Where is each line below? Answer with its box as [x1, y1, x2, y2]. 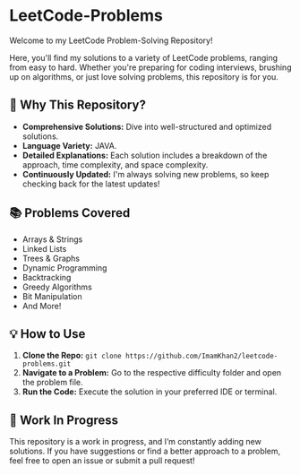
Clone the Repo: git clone [21, 350, 123, 361]
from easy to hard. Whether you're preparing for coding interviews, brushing [9, 62, 292, 73]
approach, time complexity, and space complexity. [21, 159, 209, 170]
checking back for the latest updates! [21, 178, 160, 189]
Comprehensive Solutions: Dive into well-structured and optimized [21, 121, 271, 132]
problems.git [21, 359, 72, 368]
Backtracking [21, 272, 72, 282]
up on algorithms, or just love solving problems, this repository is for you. [9, 71, 279, 82]
